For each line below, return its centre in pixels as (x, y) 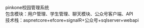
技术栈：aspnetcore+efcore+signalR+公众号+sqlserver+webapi (72, 20)
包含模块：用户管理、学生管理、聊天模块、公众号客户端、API (69, 14)
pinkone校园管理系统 (27, 7)
